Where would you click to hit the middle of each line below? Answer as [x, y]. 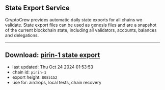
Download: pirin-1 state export [53, 55]
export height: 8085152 [35, 77]
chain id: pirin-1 [29, 72]
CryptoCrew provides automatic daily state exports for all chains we [74, 19]
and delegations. [22, 35]
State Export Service [37, 8]
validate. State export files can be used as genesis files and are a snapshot [81, 25]
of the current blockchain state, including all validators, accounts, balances [81, 30]
